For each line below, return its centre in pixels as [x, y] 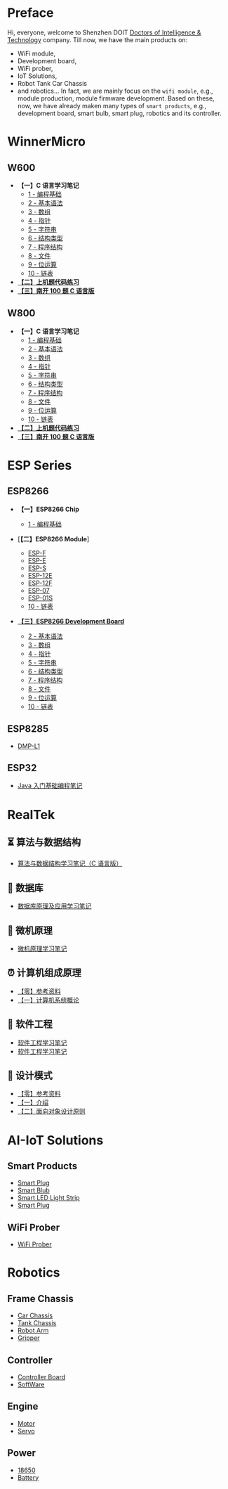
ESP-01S [40, 598]
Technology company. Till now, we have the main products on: [98, 39]
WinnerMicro [47, 142]
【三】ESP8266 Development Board [71, 621]
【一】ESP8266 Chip [48, 509]
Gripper [28, 1338]
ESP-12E [40, 575]
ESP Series [40, 465]
